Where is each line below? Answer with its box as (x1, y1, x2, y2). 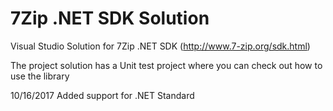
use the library (10, 70, 70, 82)
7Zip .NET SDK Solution (10, 7, 210, 30)
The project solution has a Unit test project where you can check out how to (10, 59, 323, 71)
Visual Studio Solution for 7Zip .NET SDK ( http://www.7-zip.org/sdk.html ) (10, 40, 311, 52)
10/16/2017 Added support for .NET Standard (10, 89, 195, 101)
